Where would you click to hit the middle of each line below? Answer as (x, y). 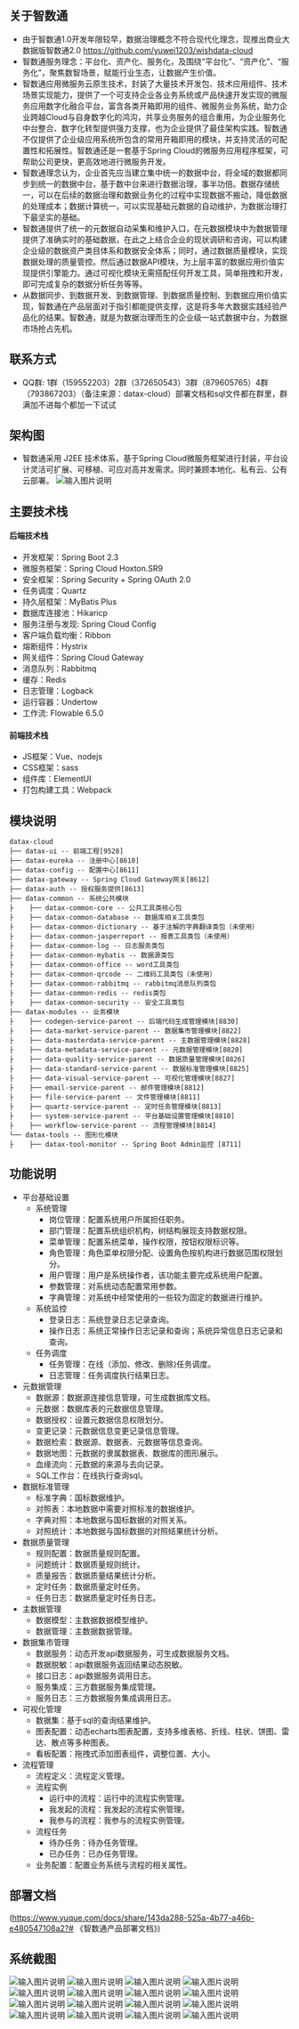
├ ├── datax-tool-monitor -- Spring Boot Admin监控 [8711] (125, 1145)
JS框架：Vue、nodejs (62, 757)
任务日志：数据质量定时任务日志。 (98, 1597)
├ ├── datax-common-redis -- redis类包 (88, 994)
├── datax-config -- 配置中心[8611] (74, 871)
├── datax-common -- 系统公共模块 (69, 899)
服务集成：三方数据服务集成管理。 (98, 1686)
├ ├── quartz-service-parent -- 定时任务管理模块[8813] (116, 1107)
